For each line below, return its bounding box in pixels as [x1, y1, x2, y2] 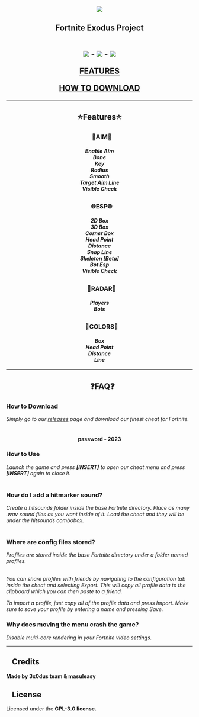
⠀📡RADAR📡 [82, 285, 117, 293]
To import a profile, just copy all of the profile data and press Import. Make [6, 599, 190, 607]
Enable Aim [85, 147, 114, 155]
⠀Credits [6, 657, 40, 667]
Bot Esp [89, 261, 110, 268]
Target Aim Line [79, 179, 120, 186]
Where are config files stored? [6, 538, 96, 546]
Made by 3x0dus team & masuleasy [6, 673, 96, 680]
